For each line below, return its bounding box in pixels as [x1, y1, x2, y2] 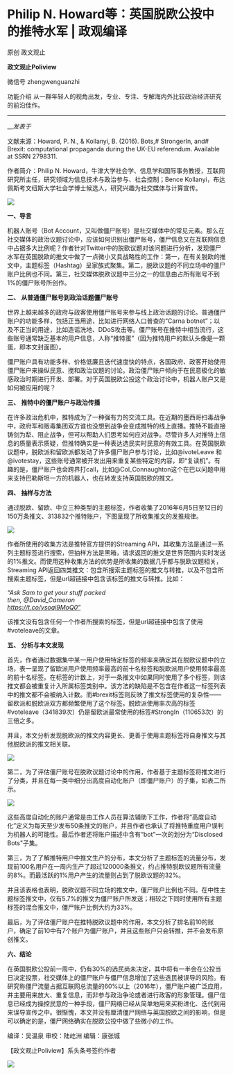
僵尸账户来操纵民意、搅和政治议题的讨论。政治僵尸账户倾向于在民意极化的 [7, 366, 220, 374]
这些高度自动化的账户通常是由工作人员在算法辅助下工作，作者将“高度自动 [7, 812, 217, 821]
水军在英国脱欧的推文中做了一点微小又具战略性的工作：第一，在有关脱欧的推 [7, 252, 226, 260]
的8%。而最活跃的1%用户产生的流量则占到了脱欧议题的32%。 [7, 871, 185, 879]
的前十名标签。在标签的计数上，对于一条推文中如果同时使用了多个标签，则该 [7, 673, 226, 681]
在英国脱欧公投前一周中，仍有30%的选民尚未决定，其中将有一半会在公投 [7, 965, 216, 973]
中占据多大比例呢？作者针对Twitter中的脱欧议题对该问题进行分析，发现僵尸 [7, 244, 222, 252]
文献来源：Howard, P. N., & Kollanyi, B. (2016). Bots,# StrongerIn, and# [7, 137, 209, 145]
